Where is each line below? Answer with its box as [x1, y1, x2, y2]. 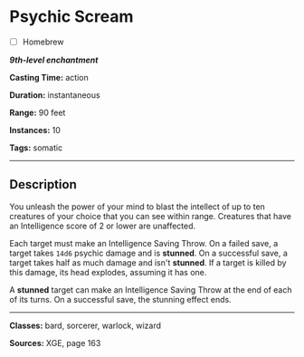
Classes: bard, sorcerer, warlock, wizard [9, 320, 161, 331]
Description [9, 177, 77, 192]
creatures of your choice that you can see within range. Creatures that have [9, 210, 292, 221]
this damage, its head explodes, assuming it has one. [9, 266, 207, 277]
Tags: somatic [9, 142, 63, 153]
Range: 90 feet [9, 107, 66, 118]
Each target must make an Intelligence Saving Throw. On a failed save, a [9, 237, 279, 248]
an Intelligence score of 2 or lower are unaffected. [9, 220, 196, 231]
